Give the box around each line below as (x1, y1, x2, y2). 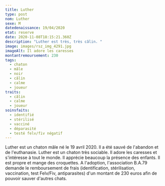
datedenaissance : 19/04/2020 (5, 26, 65, 31)
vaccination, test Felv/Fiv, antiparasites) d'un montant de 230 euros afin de (5, 170, 157, 176)
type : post (5, 12, 28, 17)
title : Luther (5, 7, 34, 12)
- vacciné (9, 122, 30, 126)
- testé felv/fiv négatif (9, 131, 63, 136)
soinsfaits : (5, 108, 30, 113)
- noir (9, 71, 23, 76)
